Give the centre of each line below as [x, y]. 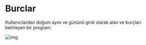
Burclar [21, 9]
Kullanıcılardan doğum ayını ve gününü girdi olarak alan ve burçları [73, 22]
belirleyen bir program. [29, 27]
